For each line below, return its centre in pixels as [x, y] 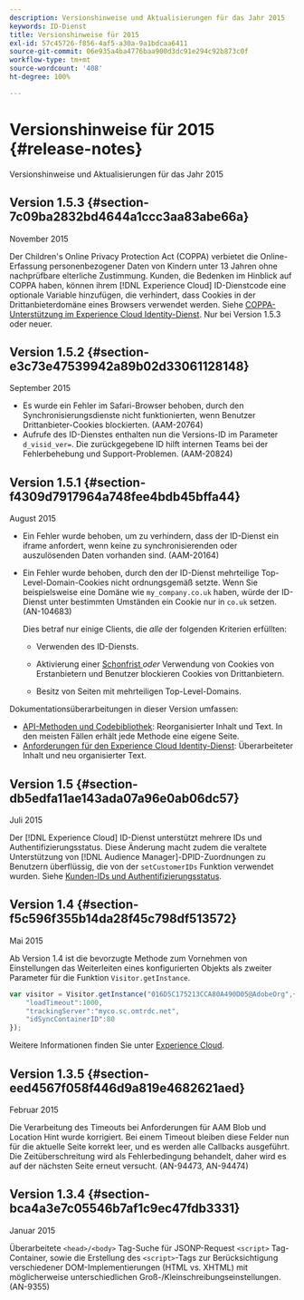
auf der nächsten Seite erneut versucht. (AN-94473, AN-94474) [129, 1166]
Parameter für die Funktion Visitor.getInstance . [100, 977]
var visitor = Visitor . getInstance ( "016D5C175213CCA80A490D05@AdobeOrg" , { [153, 994]
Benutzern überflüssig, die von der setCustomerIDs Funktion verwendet [142, 866]
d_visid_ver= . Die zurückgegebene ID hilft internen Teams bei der [145, 445]
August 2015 [33, 519]
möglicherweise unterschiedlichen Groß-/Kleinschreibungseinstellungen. [145, 1276]
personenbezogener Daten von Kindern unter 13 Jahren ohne [163, 266]
